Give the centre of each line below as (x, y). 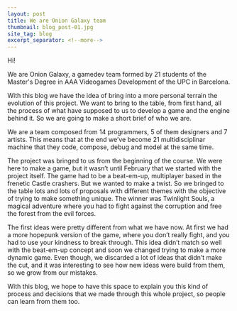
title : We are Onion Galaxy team (57, 21)
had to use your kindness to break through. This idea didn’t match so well (115, 243)
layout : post (27, 14)
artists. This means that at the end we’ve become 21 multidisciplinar (106, 140)
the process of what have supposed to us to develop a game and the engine (119, 111)
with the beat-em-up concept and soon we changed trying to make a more (116, 250)
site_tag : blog (30, 34)
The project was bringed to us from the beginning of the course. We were (115, 161)
